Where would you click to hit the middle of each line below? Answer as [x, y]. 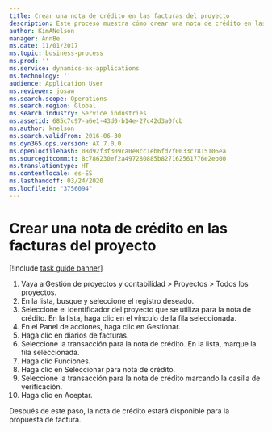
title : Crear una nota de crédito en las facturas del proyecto [119, 16]
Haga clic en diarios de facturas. [75, 335]
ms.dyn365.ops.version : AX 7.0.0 [65, 143]
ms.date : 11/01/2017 [44, 46]
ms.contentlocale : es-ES [51, 174]
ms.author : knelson [42, 128]
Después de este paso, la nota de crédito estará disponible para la [119, 411]
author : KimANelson [42, 31]
